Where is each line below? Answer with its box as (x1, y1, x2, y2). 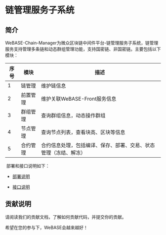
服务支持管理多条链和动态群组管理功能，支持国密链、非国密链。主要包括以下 (5, 46, 161, 52)
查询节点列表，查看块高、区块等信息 (41, 129, 125, 135)
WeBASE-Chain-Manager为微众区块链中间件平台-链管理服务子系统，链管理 (5, 40, 159, 46)
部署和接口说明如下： (6, 163, 50, 169)
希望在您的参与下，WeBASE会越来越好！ (5, 224, 88, 231)
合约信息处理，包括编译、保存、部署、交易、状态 (41, 142, 155, 149)
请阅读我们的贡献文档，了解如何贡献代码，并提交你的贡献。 (5, 214, 126, 220)
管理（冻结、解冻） (41, 149, 86, 156)
